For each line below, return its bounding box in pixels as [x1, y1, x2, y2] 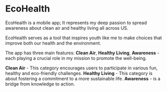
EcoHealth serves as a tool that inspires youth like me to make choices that [5, 35, 162, 41]
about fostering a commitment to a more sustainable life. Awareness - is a [5, 75, 161, 81]
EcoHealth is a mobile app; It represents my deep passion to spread [5, 20, 147, 26]
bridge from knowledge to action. [5, 81, 75, 87]
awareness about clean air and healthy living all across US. [5, 25, 128, 31]
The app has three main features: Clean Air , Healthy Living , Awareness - [5, 50, 160, 56]
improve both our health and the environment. [5, 40, 102, 46]
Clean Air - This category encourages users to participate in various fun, [5, 65, 158, 71]
